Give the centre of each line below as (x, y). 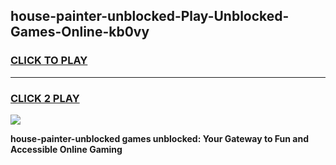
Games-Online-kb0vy (80, 32)
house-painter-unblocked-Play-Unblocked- (150, 16)
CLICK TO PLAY (49, 61)
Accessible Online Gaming (66, 149)
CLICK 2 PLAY (45, 98)
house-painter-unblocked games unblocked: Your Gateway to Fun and (160, 138)
